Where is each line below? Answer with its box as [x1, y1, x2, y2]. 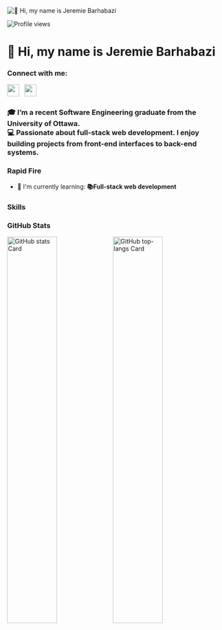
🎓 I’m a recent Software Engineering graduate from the [7, 107, 197, 117]
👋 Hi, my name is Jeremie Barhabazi [7, 44, 216, 60]
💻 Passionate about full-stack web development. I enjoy [7, 128, 199, 138]
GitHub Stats [7, 220, 51, 230]
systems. [7, 148, 39, 158]
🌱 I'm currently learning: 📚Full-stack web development [16, 182, 177, 191]
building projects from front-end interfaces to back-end [7, 139, 197, 149]
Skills [7, 202, 26, 211]
